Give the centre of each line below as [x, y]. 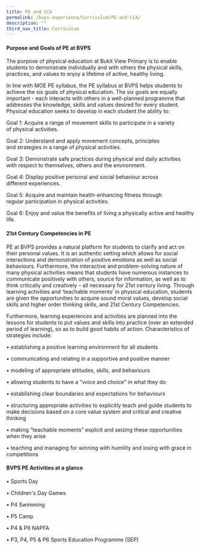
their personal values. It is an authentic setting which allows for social [92, 253]
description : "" [26, 23]
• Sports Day [22, 481]
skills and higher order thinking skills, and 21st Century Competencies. [93, 304]
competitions [23, 454]
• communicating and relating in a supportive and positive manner [88, 358]
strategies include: [29, 335]
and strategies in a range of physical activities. [64, 147]
